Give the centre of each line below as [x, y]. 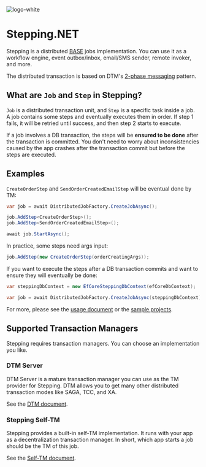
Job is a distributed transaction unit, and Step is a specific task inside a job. [101, 110]
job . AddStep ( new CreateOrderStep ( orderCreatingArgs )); [78, 257]
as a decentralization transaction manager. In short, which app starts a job [100, 440]
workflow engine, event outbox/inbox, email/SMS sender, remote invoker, [99, 58]
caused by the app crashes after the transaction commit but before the [96, 148]
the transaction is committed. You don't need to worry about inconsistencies [103, 142]
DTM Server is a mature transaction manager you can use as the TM [93, 379]
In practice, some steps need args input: [57, 246]
